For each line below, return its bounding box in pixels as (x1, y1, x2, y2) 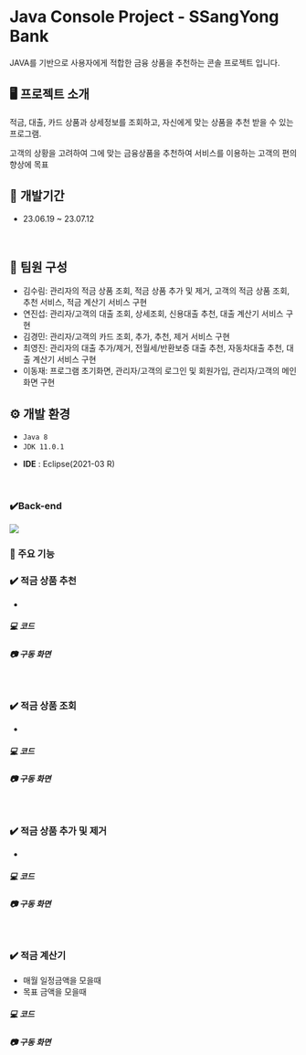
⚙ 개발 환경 (9, 406, 71, 421)
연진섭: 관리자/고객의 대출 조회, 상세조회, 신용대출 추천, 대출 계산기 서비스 (22, 308, 284, 319)
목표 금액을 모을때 (22, 986, 87, 997)
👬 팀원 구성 (9, 259, 69, 275)
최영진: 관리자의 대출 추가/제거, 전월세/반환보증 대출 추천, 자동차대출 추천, (22, 343, 285, 354)
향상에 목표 (9, 158, 49, 170)
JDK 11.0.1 (22, 442, 65, 452)
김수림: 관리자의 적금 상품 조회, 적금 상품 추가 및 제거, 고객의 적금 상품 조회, (22, 285, 290, 296)
